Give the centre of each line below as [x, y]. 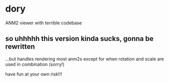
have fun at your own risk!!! [34, 74]
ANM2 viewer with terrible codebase [44, 23]
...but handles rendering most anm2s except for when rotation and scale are [84, 59]
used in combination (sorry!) [35, 64]
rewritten [20, 47]
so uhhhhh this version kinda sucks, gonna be [79, 39]
